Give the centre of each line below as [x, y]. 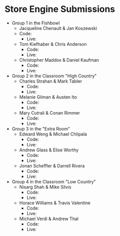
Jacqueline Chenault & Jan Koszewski [58, 28]
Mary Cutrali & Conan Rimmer [50, 113]
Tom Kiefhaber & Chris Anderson [53, 44]
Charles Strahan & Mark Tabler [51, 81]
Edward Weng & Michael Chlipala [53, 134]
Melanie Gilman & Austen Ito [48, 97]
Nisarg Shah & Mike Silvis [45, 187]
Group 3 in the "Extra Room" [41, 128]
